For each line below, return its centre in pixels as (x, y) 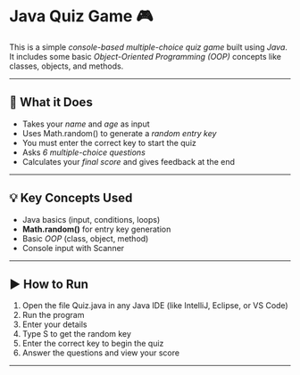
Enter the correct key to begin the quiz (93, 344)
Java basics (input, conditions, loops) (91, 219)
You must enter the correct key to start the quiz (109, 143)
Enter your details (54, 324)
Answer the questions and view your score (101, 353)
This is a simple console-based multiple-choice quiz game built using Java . (149, 47)
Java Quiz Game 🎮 (81, 16)
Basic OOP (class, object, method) (85, 238)
